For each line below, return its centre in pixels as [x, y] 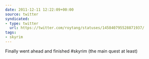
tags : [11, 32]
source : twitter [22, 14]
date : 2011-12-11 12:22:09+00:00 [39, 10]
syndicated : [17, 19]
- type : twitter [22, 23]
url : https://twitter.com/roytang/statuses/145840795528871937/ [77, 28]
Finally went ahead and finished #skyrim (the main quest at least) [72, 51]
